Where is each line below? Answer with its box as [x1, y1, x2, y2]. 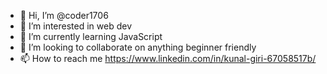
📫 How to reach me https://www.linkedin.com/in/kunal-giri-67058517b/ [19, 53, 317, 64]
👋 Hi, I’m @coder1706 [19, 10, 109, 21]
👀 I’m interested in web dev [19, 20, 133, 32]
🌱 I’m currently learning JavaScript [19, 31, 163, 42]
